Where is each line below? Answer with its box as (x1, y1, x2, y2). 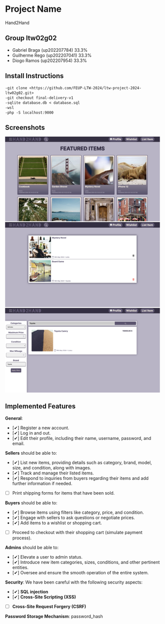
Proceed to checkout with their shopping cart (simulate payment (12, 529, 143, 535)
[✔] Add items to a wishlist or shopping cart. (12, 520, 102, 526)
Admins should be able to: (5, 544, 59, 550)
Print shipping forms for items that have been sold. (12, 490, 115, 496)
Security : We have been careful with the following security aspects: (5, 579, 143, 585)
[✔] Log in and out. (12, 430, 51, 436)
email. (12, 440, 25, 446)
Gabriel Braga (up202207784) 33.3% (12, 47, 88, 53)
